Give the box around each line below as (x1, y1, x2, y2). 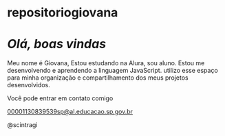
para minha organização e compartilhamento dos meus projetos (7, 73, 189, 82)
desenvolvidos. (7, 81, 50, 89)
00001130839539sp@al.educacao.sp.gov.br (7, 108, 133, 116)
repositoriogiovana (7, 5, 118, 21)
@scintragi (7, 121, 38, 129)
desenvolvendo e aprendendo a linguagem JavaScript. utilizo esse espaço (7, 67, 218, 75)
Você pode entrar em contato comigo (7, 94, 114, 102)
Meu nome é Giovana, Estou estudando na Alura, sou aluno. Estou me (7, 59, 205, 67)
